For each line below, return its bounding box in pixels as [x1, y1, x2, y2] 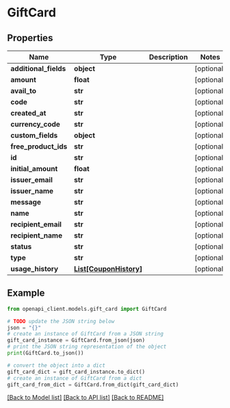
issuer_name [10, 186, 53, 196]
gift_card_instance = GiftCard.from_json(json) [7, 337, 146, 344]
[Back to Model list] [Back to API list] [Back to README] [7, 394, 164, 402]
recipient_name [10, 231, 63, 240]
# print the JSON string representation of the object [7, 344, 167, 350]
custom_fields [10, 131, 58, 140]
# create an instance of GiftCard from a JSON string [7, 331, 164, 337]
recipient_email [10, 220, 62, 229]
